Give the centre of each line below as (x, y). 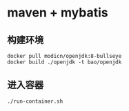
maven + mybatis (58, 13)
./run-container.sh (35, 101)
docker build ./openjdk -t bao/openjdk (64, 62)
